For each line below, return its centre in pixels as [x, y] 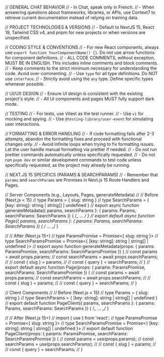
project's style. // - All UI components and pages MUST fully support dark [80, 99]
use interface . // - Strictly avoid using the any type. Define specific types [79, 79]
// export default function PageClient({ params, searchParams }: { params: [80, 303]
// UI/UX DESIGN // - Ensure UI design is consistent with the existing [74, 94]
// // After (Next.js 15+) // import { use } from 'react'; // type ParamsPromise [81, 318]
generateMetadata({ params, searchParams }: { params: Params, [71, 210]
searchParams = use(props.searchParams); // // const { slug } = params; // [81, 344]
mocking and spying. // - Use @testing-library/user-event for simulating [79, 119]
